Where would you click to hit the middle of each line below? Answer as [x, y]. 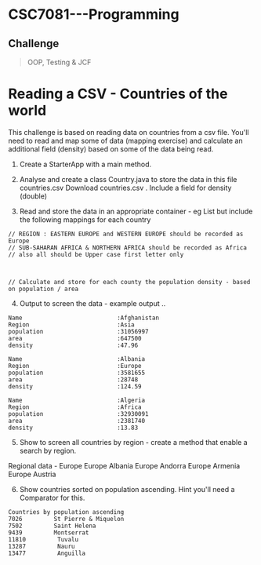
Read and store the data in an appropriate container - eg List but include [136, 211]
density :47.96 [73, 345]
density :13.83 [73, 428]
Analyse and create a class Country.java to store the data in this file [128, 179]
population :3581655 [77, 373]
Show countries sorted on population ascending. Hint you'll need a [127, 489]
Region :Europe [75, 366]
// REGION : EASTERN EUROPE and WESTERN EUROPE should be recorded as [126, 234]
